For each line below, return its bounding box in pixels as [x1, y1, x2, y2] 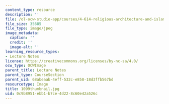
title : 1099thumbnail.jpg [5, 86, 59, 91]
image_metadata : [5, 30, 39, 35]
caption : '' [10, 35, 35, 40]
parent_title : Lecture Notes [5, 68, 66, 73]
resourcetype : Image [5, 81, 49, 86]
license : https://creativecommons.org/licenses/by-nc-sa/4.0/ [5, 58, 138, 63]
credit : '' [10, 40, 33, 45]
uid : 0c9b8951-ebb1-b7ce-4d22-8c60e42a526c [5, 91, 98, 96]
